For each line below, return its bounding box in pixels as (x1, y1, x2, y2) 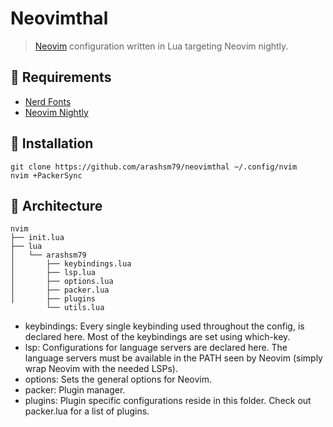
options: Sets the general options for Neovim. (24, 373, 212, 386)
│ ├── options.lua (10, 277, 114, 287)
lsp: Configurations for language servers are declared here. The (24, 342, 288, 354)
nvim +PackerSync (10, 170, 83, 181)
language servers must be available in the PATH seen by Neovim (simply (24, 352, 323, 364)
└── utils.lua (46, 303, 105, 313)
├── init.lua (10, 233, 65, 243)
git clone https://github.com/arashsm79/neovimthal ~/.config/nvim (10, 162, 298, 172)
